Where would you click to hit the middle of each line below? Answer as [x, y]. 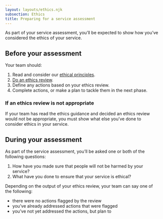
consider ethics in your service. [37, 124]
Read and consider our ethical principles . [54, 75]
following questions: [26, 157]
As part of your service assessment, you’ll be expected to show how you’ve [82, 33]
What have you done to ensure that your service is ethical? [72, 177]
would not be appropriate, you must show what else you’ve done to [73, 119]
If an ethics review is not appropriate [50, 103]
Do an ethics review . [33, 80]
